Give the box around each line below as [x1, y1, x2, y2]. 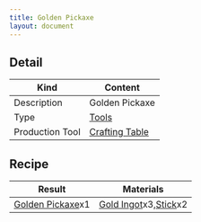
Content [104, 82, 141, 94]
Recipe [9, 156, 49, 172]
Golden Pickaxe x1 [13, 199, 91, 211]
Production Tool [13, 126, 81, 138]
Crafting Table [89, 126, 150, 138]
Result [38, 183, 66, 196]
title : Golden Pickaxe [9, 13, 94, 22]
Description [13, 96, 63, 109]
